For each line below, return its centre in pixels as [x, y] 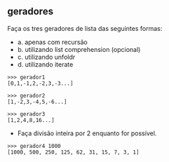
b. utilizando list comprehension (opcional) [79, 49]
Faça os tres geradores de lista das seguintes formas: [85, 28]
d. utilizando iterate [45, 64]
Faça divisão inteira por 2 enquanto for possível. [87, 133]
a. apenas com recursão [52, 42]
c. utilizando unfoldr [46, 57]
